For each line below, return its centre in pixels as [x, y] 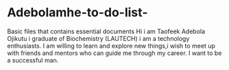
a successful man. [33, 60]
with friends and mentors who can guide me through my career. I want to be [114, 53]
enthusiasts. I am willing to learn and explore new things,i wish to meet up [111, 46]
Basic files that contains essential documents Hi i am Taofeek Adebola [106, 31]
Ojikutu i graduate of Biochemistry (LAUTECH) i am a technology [98, 38]
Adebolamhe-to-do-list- [77, 13]
